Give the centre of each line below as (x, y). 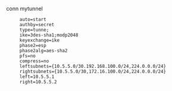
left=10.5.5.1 (37, 77)
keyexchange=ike (40, 40)
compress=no (34, 61)
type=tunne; (34, 30)
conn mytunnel (24, 9)
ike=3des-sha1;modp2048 (49, 35)
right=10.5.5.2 (38, 82)
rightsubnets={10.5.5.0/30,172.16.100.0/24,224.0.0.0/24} (93, 71)
